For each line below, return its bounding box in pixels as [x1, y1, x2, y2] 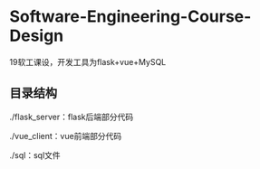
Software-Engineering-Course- [9, 6, 252, 27]
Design [9, 25, 64, 46]
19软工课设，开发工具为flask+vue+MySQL [9, 56, 167, 67]
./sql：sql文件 [9, 149, 61, 160]
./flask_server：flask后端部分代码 [9, 111, 134, 122]
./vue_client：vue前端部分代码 [9, 130, 122, 141]
